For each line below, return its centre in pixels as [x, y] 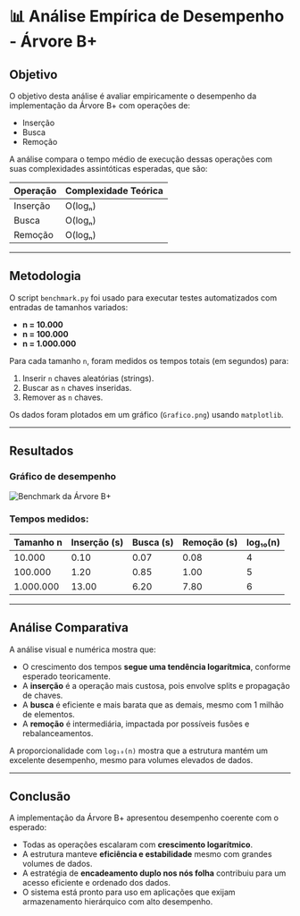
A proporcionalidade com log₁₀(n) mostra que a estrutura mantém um [139, 751]
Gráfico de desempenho [63, 477]
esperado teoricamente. [67, 676]
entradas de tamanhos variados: [69, 307]
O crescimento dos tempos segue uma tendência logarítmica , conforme [156, 666]
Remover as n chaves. [62, 397]
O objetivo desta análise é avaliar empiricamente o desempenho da [133, 96]
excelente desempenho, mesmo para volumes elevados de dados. [131, 759]
